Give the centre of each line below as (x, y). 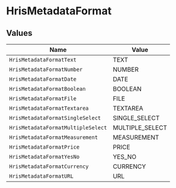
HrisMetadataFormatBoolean (47, 89)
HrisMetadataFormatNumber (46, 70)
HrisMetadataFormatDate (43, 79)
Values (19, 33)
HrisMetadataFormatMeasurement (54, 138)
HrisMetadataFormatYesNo (44, 157)
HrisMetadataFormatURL (41, 176)
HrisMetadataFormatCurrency (49, 166)
